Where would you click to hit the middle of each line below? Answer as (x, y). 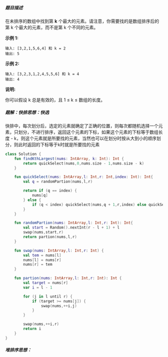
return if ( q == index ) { (50, 191)
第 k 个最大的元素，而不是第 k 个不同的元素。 (52, 27)
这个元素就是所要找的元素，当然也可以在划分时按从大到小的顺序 (90, 138)
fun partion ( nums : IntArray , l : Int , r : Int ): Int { (68, 278)
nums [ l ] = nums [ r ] (42, 260)
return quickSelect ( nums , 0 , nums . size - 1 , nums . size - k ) (84, 163)
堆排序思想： (18, 350)
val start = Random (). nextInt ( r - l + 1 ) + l (71, 227)
